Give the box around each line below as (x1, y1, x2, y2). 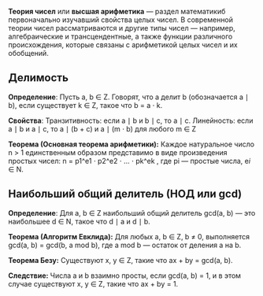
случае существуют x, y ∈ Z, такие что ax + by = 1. (8, 279, 179, 288)
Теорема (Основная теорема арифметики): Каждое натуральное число (8, 139, 254, 149)
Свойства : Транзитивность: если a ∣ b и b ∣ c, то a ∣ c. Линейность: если (8, 116, 254, 125)
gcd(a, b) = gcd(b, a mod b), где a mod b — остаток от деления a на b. (8, 240, 242, 250)
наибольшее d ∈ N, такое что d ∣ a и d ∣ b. (8, 216, 151, 226)
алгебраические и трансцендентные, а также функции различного (8, 31, 233, 41)
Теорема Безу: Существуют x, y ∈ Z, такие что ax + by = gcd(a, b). (8, 255, 234, 265)
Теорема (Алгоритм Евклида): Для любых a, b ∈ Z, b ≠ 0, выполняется (8, 231, 250, 241)
